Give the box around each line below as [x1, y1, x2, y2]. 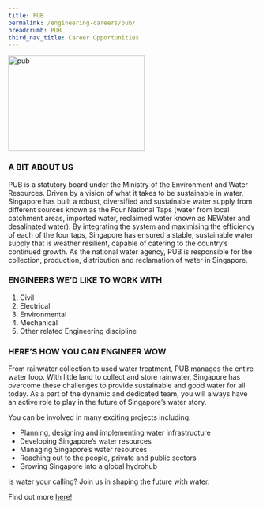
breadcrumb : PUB [8, 26, 62, 34]
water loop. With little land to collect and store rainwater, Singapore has [8, 372, 241, 382]
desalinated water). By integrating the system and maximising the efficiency [8, 222, 255, 231]
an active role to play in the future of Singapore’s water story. [8, 398, 207, 407]
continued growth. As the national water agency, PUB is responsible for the [8, 246, 253, 256]
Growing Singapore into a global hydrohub [19, 462, 158, 471]
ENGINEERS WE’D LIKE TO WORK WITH [8, 275, 163, 286]
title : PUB [8, 11, 44, 20]
